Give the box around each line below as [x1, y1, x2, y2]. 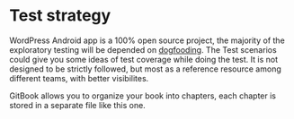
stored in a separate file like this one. [9, 99, 146, 110]
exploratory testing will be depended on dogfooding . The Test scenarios [9, 44, 277, 55]
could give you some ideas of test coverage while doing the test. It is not [9, 54, 279, 64]
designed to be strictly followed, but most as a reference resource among [9, 64, 281, 74]
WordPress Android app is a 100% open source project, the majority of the [9, 35, 285, 46]
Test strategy [9, 5, 111, 26]
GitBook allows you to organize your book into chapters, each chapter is [9, 90, 277, 101]
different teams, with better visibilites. [9, 72, 149, 83]
